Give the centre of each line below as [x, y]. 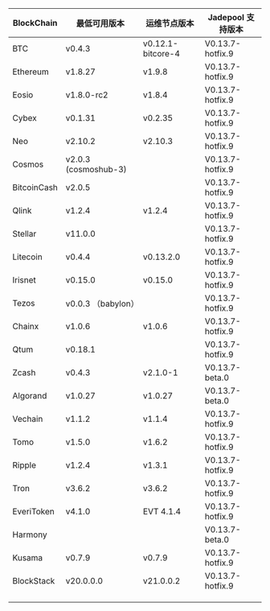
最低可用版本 [100, 23]
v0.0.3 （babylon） [102, 303]
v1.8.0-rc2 [87, 95]
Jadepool [226, 17]
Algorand [30, 396]
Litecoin [27, 257]
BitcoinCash [35, 187]
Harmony [30, 535]
